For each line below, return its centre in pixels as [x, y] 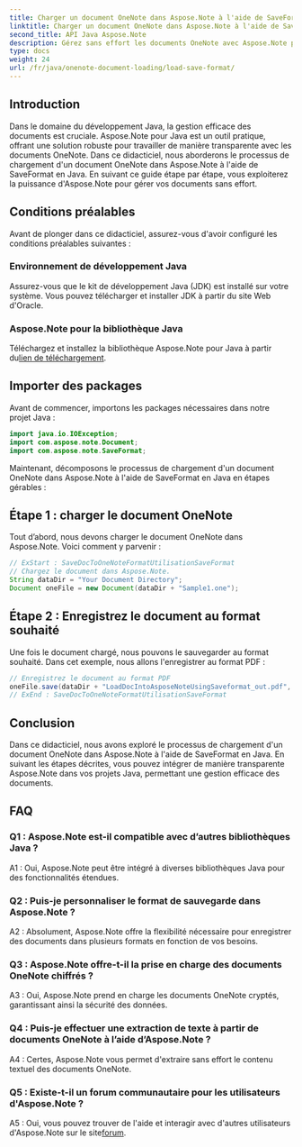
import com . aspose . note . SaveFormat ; [78, 451]
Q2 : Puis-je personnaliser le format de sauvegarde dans [135, 900]
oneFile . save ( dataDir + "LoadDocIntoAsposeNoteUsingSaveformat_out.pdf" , [151, 687]
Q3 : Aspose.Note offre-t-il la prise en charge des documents [146, 965]
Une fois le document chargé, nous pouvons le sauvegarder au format [139, 652]
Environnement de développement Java [98, 267]
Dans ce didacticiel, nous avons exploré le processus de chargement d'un [146, 745]
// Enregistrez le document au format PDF [90, 678]
